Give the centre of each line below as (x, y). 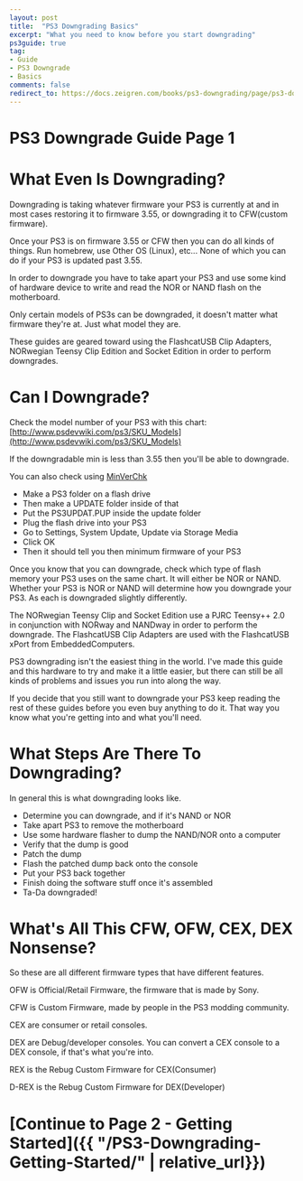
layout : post (34, 18)
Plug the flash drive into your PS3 (84, 522)
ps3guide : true (38, 43)
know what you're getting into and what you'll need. (106, 717)
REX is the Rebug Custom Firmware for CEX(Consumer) (113, 1070)
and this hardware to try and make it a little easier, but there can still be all (147, 671)
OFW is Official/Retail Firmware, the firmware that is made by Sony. (134, 990)
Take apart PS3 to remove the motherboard (103, 825)
